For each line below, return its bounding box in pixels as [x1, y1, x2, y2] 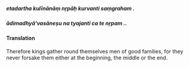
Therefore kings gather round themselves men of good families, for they [6, 47, 184, 55]
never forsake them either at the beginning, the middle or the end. [6, 54, 168, 61]
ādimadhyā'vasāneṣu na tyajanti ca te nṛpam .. [6, 20, 127, 27]
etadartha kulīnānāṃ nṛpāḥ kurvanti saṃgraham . [6, 5, 135, 12]
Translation [6, 34, 35, 42]
